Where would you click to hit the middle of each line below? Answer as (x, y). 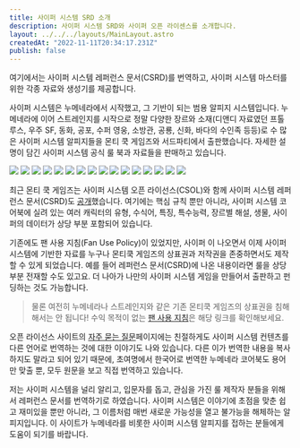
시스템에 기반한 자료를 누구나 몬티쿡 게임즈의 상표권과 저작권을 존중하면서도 (141, 254)
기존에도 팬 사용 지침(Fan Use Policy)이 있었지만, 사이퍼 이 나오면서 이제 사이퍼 (148, 243)
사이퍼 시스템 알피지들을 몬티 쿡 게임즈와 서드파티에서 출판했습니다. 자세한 (148, 142)
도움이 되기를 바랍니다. (49, 435)
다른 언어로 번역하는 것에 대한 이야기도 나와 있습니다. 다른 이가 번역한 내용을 (142, 348)
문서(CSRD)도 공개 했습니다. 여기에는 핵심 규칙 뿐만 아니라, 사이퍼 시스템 (151, 202)
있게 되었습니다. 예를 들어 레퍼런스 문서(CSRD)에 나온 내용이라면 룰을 (149, 265)
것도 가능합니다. (60, 288)
